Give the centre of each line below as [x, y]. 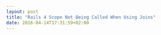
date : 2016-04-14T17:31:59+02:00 [48, 23]
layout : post [22, 12]
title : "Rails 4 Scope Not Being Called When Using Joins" [81, 17]
